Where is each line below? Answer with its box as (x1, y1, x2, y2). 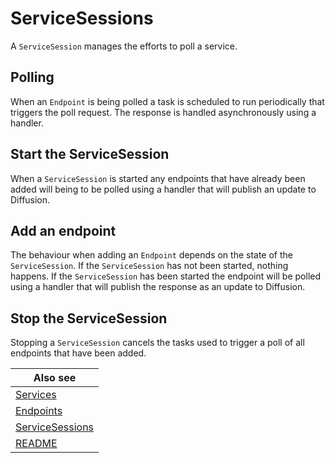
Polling (10, 69, 55, 86)
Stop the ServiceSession (10, 310, 168, 327)
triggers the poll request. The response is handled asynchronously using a (10, 106, 317, 118)
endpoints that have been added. (10, 347, 147, 359)
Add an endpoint (10, 222, 117, 239)
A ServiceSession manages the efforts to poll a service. (10, 40, 238, 52)
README (15, 437, 58, 451)
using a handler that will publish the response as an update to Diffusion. (10, 281, 306, 293)
